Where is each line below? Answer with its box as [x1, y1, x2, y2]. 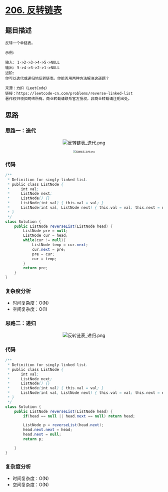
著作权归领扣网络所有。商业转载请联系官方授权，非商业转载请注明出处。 [5, 96, 132, 101]
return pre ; [23, 266, 48, 271]
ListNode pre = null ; [23, 228, 68, 233]
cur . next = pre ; [31, 247, 66, 252]
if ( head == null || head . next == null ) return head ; [23, 413, 135, 418]
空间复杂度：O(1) [12, 306, 47, 312]
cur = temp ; [31, 256, 57, 261]
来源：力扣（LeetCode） [5, 86, 49, 91]
